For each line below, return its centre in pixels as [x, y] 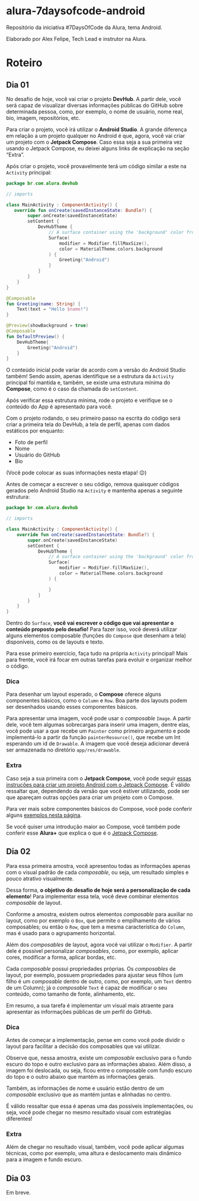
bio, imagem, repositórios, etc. [43, 118]
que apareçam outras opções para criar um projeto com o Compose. [90, 797]
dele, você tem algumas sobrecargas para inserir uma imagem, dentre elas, [98, 725]
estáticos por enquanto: [35, 431]
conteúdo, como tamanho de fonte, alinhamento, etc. [71, 994]
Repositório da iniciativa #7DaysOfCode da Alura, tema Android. [84, 27]
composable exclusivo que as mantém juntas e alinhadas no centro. [89, 1094]
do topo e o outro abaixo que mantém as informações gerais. [81, 1076]
